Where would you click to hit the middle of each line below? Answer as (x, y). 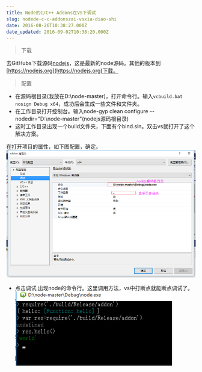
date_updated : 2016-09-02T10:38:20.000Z (58, 32)
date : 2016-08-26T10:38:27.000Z (47, 25)
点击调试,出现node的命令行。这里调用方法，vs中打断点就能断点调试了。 (104, 288)
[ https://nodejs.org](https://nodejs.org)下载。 (62, 71)
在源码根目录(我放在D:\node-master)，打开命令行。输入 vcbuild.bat (99, 96)
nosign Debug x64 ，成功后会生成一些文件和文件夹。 (79, 104)
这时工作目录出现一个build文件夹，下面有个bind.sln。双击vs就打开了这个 (105, 126)
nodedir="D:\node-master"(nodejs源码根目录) (72, 119)
